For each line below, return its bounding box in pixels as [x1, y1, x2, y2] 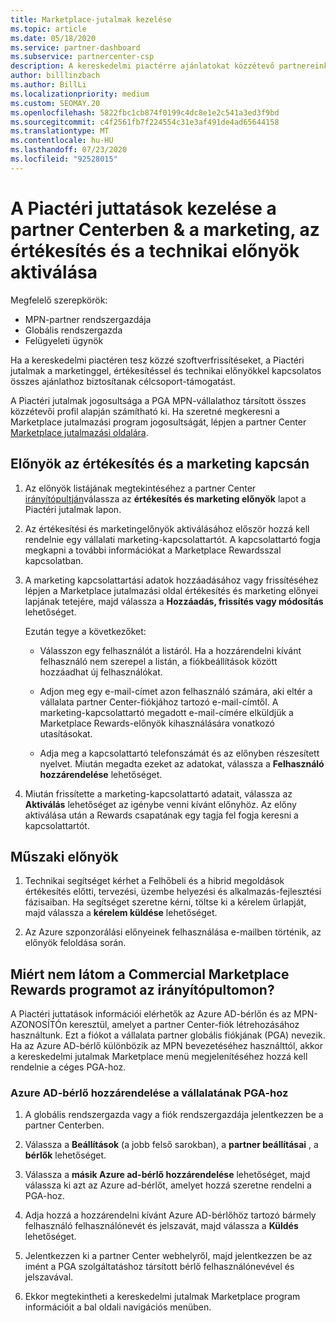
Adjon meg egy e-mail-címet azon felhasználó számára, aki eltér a [39, 685, 313, 697]
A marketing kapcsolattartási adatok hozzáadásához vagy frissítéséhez [24, 574, 319, 586]
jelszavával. [24, 1271, 74, 1283]
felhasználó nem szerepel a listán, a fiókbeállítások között [39, 655, 278, 667]
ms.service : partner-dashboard [10, 42, 141, 53]
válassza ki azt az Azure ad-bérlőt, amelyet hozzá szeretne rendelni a [24, 1179, 312, 1191]
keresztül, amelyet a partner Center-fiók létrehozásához [69, 1019, 300, 1031]
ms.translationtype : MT [10, 126, 110, 136]
